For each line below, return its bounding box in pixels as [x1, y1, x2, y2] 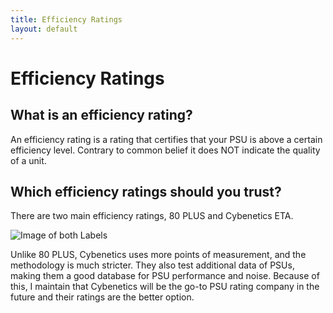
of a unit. [10, 154, 47, 166]
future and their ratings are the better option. [10, 291, 195, 303]
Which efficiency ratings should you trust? [10, 183, 282, 200]
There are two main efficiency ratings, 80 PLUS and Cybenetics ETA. [10, 210, 294, 222]
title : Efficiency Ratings [10, 14, 123, 25]
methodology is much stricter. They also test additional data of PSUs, [10, 259, 295, 271]
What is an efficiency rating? [10, 107, 193, 124]
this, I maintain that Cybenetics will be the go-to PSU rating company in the [10, 281, 320, 293]
